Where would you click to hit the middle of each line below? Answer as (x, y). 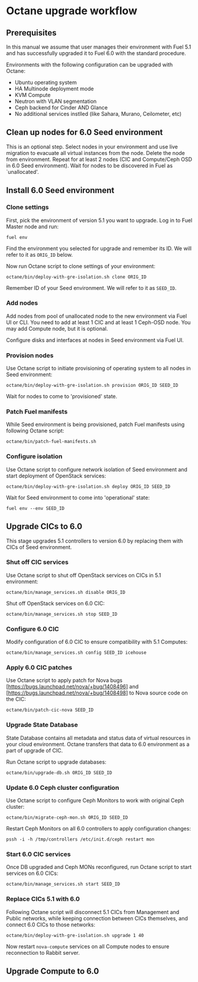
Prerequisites (31, 33)
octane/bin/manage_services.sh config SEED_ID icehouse (76, 653)
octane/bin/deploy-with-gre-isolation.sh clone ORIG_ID (76, 277)
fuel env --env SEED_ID (35, 508)
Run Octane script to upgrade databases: (56, 762)
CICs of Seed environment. (39, 547)
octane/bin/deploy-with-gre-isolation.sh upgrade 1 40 (75, 935)
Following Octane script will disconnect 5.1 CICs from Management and (93, 912)
